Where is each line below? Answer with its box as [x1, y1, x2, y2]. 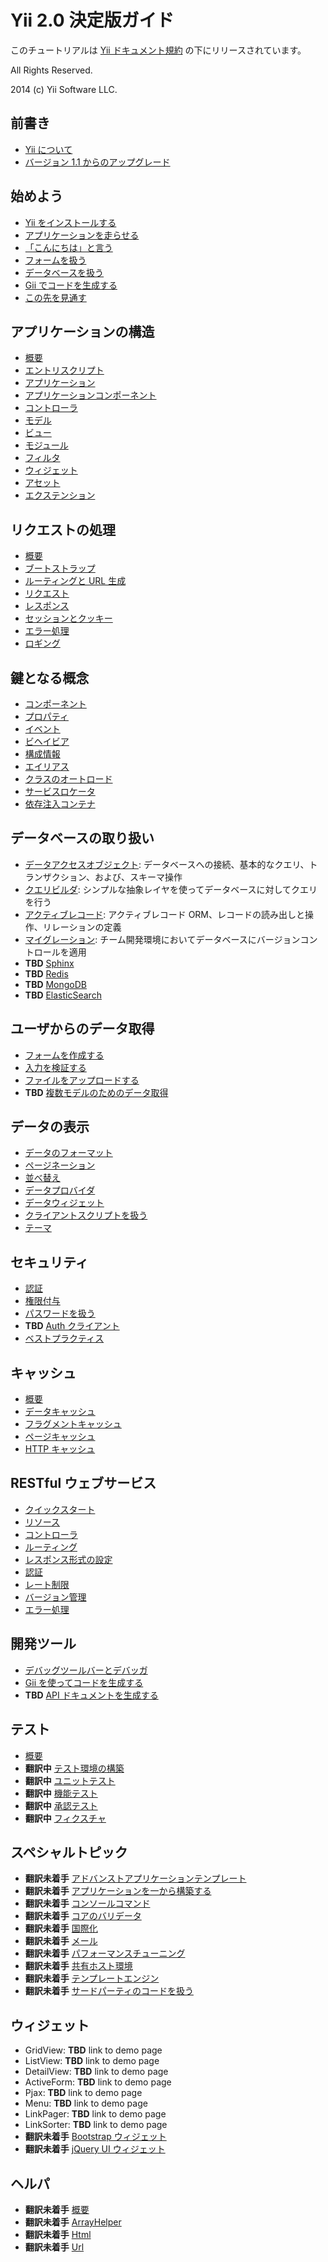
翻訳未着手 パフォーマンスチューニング [24, 1947, 186, 1960]
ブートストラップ [24, 562, 96, 575]
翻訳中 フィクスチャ [24, 1812, 107, 1824]
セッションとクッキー [24, 612, 113, 625]
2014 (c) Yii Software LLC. [10, 83, 118, 95]
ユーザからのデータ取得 [10, 1021, 155, 1038]
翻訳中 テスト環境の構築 [24, 1762, 125, 1774]
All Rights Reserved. [10, 64, 93, 76]
